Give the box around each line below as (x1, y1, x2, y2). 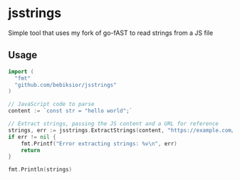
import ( (8, 68, 34, 75)
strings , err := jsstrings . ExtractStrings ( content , (8, 127, 165, 134)
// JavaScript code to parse (8, 101, 95, 108)
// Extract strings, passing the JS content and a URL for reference (8, 120, 219, 127)
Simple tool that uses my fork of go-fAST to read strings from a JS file (8, 28, 214, 37)
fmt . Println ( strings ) (8, 166, 73, 174)
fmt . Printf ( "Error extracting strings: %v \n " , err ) (21, 140, 177, 147)
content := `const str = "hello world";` (8, 107, 133, 115)
